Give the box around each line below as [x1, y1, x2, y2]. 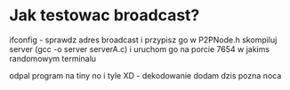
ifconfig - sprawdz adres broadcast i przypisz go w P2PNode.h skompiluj [9, 34, 278, 45]
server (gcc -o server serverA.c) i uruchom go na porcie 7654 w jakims [9, 43, 270, 54]
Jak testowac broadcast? [9, 5, 200, 26]
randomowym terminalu [9, 53, 96, 64]
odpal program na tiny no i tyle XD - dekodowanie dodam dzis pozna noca [9, 70, 282, 80]
